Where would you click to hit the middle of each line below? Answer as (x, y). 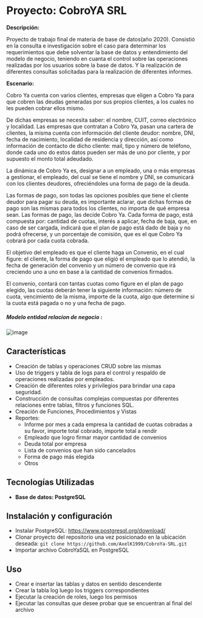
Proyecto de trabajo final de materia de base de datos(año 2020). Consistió (101, 39)
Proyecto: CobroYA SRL (67, 11)
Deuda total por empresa (55, 444)
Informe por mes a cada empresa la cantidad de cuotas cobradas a (108, 424)
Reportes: (27, 418)
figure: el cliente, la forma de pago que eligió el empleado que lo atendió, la (101, 259)
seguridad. (29, 392)
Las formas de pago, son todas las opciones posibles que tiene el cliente (98, 195)
